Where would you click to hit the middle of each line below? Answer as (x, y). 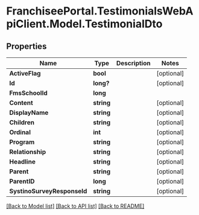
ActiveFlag (25, 73)
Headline (23, 162)
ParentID (22, 181)
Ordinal (20, 132)
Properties (27, 46)
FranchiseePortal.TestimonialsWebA (100, 11)
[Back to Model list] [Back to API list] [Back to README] (75, 206)
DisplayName (29, 113)
